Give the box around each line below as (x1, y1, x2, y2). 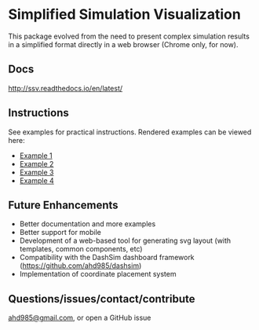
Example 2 (19, 159, 54, 168)
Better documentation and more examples (19, 219, 156, 229)
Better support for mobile (19, 228, 102, 237)
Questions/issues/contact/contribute (8, 292, 195, 306)
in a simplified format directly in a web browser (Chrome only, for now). (8, 39, 239, 49)
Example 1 (19, 151, 53, 160)
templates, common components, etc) (19, 244, 143, 254)
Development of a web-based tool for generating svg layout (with (19, 236, 232, 245)
